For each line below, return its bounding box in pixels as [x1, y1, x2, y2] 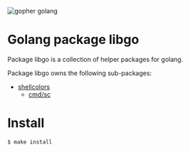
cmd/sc [28, 89, 51, 99]
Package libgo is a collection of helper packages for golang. [7, 55, 184, 63]
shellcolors [17, 82, 51, 91]
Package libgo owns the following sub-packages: [7, 68, 152, 77]
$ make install [7, 139, 53, 146]
